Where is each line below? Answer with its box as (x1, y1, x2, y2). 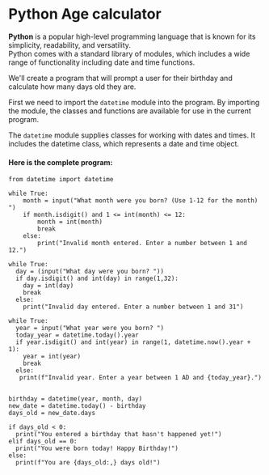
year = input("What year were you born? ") (15, 324, 164, 333)
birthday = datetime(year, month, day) (8, 395, 143, 403)
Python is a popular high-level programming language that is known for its (8, 32, 256, 41)
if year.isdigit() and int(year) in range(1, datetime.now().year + (15, 338, 251, 346)
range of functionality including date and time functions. (8, 57, 195, 67)
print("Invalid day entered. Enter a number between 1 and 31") (23, 303, 244, 312)
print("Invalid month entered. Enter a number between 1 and (37, 240, 248, 248)
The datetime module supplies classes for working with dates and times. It (8, 130, 256, 140)
